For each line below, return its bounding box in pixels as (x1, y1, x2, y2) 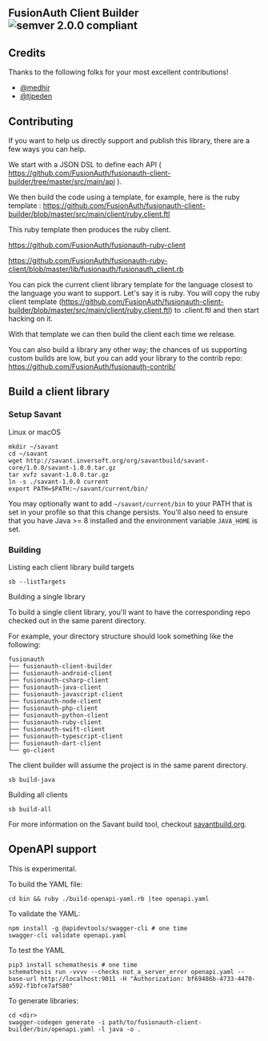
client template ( (8, 297, 62, 306)
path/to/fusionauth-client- (108, 1018, 202, 1027)
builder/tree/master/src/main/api (8, 177, 116, 186)
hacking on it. (8, 314, 54, 323)
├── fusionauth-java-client (8, 683, 102, 691)
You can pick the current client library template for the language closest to (8, 280, 254, 290)
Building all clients (8, 790, 68, 799)
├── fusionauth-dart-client (8, 739, 102, 747)
